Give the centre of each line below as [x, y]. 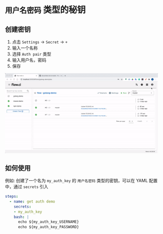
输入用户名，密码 [29, 60]
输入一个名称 [25, 48]
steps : [12, 197]
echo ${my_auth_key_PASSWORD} [48, 227]
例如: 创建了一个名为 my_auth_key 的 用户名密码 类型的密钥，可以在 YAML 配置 [81, 181]
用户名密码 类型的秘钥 [45, 10]
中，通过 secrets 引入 [27, 187]
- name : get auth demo [32, 202]
